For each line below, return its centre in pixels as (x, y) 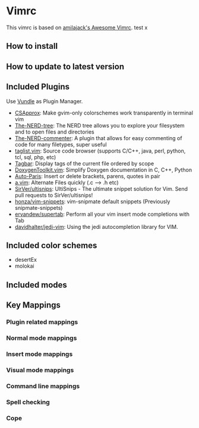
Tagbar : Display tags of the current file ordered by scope (84, 163)
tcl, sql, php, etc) (35, 157)
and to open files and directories (54, 132)
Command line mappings (43, 386)
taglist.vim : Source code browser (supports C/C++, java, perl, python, (100, 151)
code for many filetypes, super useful (61, 144)
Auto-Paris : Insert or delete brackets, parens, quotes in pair (87, 176)
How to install (32, 46)
